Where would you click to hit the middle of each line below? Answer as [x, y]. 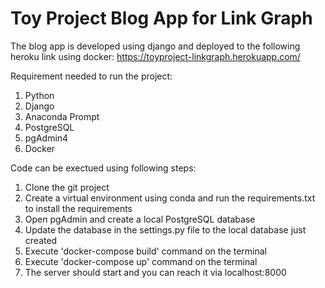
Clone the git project [67, 187]
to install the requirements [78, 208]
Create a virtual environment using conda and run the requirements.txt [170, 198]
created [41, 240]
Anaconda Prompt [62, 116]
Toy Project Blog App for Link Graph [161, 18]
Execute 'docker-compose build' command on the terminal [146, 251]
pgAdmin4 [46, 138]
